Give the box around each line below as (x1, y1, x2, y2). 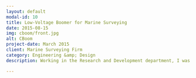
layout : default (6, 8, 46, 15)
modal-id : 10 (6, 14, 38, 20)
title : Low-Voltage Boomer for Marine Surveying (6, 19, 127, 25)
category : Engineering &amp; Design (6, 52, 96, 58)
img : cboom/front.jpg (6, 30, 59, 36)
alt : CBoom (6, 36, 33, 42)
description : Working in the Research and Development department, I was (6, 57, 191, 63)
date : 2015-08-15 (6, 25, 49, 31)
